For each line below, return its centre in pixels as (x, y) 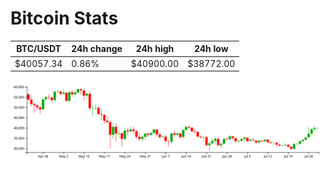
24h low (211, 49)
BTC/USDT (39, 49)
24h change (97, 49)
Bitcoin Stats (64, 18)
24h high (155, 49)
